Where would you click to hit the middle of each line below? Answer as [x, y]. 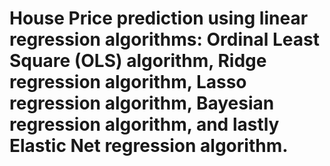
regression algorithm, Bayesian [142, 103]
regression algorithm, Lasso [128, 82]
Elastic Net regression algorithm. [149, 146]
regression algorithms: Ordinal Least [164, 39]
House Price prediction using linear [159, 18]
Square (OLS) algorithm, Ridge [138, 61]
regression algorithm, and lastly [144, 124]
